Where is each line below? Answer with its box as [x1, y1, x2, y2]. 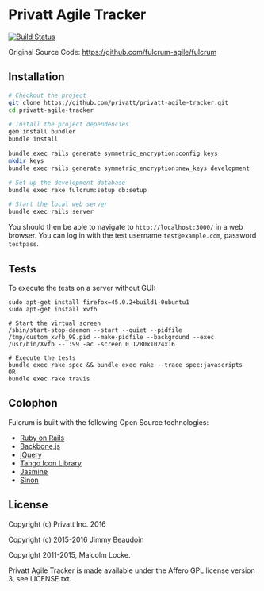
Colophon [8, 396, 58, 410]
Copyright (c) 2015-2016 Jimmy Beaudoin [8, 535, 144, 544]
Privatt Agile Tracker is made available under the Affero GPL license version [8, 566, 255, 575]
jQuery [19, 450, 42, 459]
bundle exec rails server [8, 208, 94, 216]
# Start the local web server [8, 200, 109, 208]
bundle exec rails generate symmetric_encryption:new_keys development [8, 164, 250, 172]
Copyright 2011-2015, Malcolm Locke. [8, 550, 131, 559]
